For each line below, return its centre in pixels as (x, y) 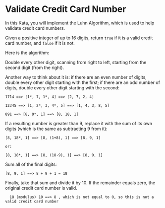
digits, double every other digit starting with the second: (62, 87)
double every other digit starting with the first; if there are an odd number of (82, 82)
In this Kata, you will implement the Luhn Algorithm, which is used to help (80, 23)
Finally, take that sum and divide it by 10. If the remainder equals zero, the (80, 183)
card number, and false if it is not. (40, 43)
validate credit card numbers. (35, 28)
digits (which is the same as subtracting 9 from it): (56, 129)
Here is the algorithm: (27, 53)
